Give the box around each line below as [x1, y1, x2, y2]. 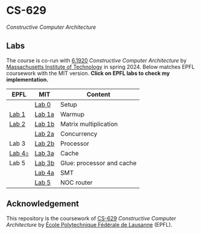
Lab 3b [34, 158, 55, 167]
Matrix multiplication [60, 119, 119, 128]
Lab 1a [34, 110, 54, 118]
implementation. [6, 76, 49, 83]
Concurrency [60, 130, 97, 138]
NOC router [60, 178, 93, 187]
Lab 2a [34, 130, 54, 138]
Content [86, 90, 111, 98]
